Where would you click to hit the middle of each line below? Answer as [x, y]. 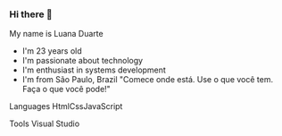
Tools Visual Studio [45, 123]
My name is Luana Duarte [57, 34]
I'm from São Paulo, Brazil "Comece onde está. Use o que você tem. [148, 80]
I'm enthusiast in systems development [94, 70]
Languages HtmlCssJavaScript [66, 106]
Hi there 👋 [31, 14]
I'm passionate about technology [83, 61]
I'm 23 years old [52, 51]
